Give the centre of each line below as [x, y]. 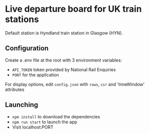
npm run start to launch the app [44, 122]
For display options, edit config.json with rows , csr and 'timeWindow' [75, 84]
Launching [21, 105]
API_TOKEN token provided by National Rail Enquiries [64, 69]
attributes [15, 89]
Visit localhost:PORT [33, 127]
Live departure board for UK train [74, 9]
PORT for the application [36, 75]
